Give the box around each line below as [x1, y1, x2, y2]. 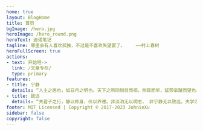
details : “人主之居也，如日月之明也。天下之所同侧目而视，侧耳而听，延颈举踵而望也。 [11, 88, 201, 94]
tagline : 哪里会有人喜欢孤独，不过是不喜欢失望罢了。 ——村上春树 [6, 43, 159, 49]
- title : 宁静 [6, 82, 40, 88]
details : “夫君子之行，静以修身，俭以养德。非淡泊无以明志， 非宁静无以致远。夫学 [11, 98, 195, 104]
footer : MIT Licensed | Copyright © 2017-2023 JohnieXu [6, 104, 150, 110]
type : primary [11, 71, 47, 77]
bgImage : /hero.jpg [6, 25, 56, 32]
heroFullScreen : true [6, 48, 61, 54]
